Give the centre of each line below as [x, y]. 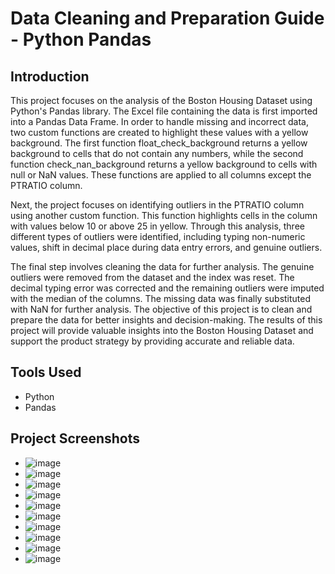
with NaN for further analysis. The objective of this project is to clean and [161, 309]
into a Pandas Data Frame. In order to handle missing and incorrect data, [159, 121]
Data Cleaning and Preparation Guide [167, 18]
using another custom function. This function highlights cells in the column [164, 215]
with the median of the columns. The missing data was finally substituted [161, 298]
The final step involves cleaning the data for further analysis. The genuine [162, 266]
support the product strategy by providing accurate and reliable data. [152, 341]
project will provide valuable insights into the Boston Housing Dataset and [162, 330]
